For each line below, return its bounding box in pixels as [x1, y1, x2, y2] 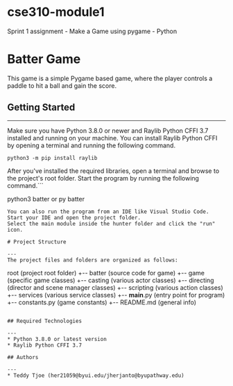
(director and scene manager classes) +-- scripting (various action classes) [7, 283, 223, 291]
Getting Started [7, 102, 76, 113]
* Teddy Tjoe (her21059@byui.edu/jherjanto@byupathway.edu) [7, 371, 185, 379]
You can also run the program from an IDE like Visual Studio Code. [7, 208, 209, 215]
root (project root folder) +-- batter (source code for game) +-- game [7, 268, 205, 277]
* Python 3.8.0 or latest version [7, 336, 107, 342]
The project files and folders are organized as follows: [7, 257, 178, 264]
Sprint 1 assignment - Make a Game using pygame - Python [7, 27, 178, 35]
